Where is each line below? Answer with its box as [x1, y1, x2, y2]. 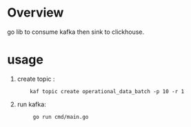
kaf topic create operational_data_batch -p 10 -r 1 [30, 88, 185, 95]
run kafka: [17, 100, 46, 108]
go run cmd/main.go [32, 113, 89, 120]
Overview [7, 5, 64, 21]
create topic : [17, 75, 55, 83]
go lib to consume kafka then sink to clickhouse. [7, 28, 145, 36]
